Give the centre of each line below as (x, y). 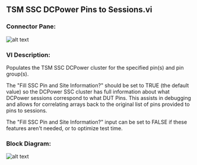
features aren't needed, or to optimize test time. (64, 128)
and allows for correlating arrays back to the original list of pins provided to (98, 104)
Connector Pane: (31, 27)
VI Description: (28, 54)
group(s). (18, 74)
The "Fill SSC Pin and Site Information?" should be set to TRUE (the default (98, 85)
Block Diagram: (29, 143)
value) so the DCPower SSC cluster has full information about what (88, 92)
